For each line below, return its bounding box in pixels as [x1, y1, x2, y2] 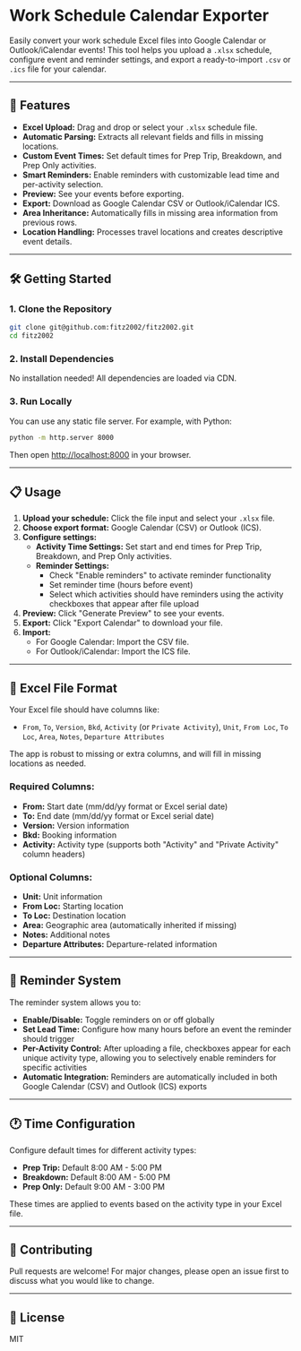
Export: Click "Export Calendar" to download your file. [21, 617, 223, 628]
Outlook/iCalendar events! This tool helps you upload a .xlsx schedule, [9, 44, 272, 55]
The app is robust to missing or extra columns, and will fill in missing [9, 749, 262, 760]
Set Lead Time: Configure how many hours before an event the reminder [21, 1023, 292, 1035]
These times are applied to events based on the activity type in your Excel [9, 1198, 282, 1209]
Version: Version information [21, 820, 130, 830]
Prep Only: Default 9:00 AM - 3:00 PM [21, 1181, 166, 1192]
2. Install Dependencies [9, 353, 115, 366]
